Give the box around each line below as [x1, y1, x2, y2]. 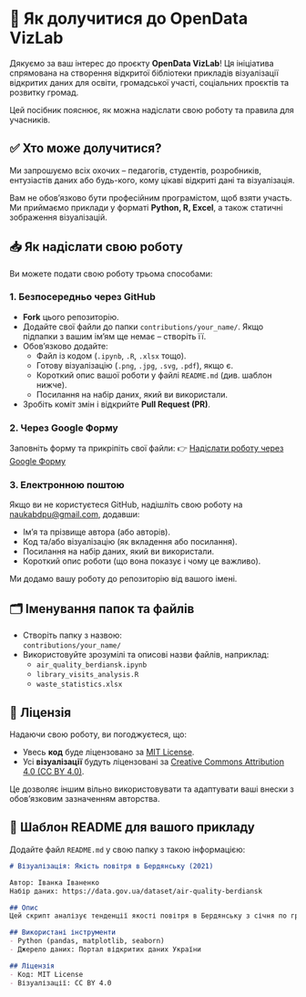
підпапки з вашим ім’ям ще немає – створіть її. [22, 330, 207, 341]
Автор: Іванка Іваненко [9, 878, 100, 888]
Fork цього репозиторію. [22, 311, 120, 322]
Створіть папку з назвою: [22, 629, 123, 641]
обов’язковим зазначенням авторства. [9, 794, 161, 805]
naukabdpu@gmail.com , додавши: [9, 509, 140, 520]
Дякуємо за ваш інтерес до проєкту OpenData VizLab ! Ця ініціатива [9, 57, 275, 68]
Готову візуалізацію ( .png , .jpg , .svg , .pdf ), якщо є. [36, 359, 234, 370]
